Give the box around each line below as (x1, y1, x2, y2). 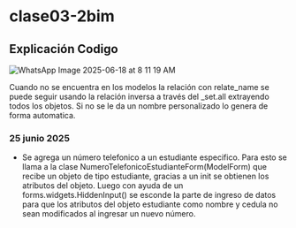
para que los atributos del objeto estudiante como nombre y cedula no (21, 199, 278, 209)
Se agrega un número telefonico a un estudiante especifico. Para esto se (21, 152, 287, 163)
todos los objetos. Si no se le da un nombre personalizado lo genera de (9, 101, 269, 111)
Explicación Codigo (9, 42, 118, 57)
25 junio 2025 (9, 132, 71, 144)
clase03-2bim (9, 6, 115, 27)
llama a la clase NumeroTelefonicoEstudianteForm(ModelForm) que (21, 162, 268, 172)
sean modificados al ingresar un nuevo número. (21, 209, 196, 219)
